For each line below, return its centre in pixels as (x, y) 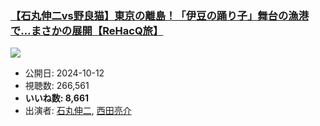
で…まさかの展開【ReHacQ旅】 (87, 30)
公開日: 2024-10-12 (64, 73)
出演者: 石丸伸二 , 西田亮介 (78, 111)
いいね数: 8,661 (57, 98)
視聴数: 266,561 (57, 86)
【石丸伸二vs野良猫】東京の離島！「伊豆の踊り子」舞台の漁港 (160, 15)
